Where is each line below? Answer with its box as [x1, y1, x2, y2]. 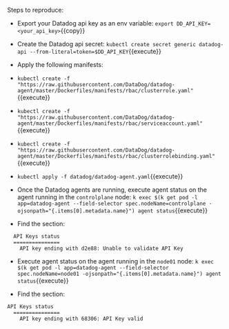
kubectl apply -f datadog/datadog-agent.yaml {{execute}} [17, 172, 183, 180]
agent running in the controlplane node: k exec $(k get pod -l [17, 193, 198, 201]
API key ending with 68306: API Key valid [19, 315, 143, 322]
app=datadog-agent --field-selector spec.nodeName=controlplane [17, 200, 206, 207]
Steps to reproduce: [7, 6, 64, 14]
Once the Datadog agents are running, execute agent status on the [17, 186, 208, 194]
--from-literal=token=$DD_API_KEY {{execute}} [30, 48, 162, 55]
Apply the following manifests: [17, 61, 103, 68]
